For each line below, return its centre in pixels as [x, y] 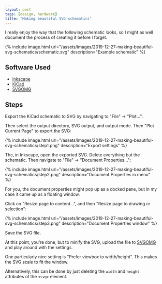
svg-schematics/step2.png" [33, 175]
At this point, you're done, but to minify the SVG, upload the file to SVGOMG [81, 242]
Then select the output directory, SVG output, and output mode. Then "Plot [80, 126]
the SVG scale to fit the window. [37, 262]
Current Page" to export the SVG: [38, 131]
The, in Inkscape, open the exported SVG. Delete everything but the [73, 155]
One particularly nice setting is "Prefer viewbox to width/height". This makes [81, 257]
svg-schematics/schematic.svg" [37, 52]
